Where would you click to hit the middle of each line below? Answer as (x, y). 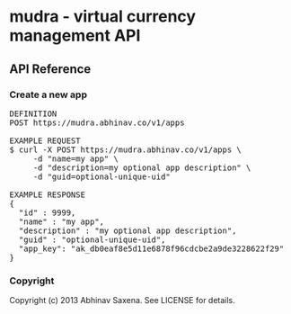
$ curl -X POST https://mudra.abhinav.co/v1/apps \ (126, 149)
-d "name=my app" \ (75, 158)
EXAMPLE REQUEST (45, 140)
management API (75, 36)
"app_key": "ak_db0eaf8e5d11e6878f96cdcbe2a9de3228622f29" (151, 248)
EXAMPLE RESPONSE (47, 194)
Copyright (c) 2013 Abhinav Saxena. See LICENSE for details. (122, 301)
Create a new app (48, 94)
